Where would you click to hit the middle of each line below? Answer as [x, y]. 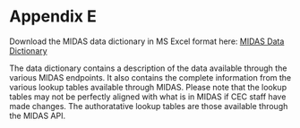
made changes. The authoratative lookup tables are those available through [149, 106]
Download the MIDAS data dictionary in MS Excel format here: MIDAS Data [147, 41]
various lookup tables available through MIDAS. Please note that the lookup [148, 87]
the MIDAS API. [37, 115]
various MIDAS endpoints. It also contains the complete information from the [150, 77]
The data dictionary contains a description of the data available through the [148, 68]
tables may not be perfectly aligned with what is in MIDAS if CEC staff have [148, 97]
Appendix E [53, 17]
